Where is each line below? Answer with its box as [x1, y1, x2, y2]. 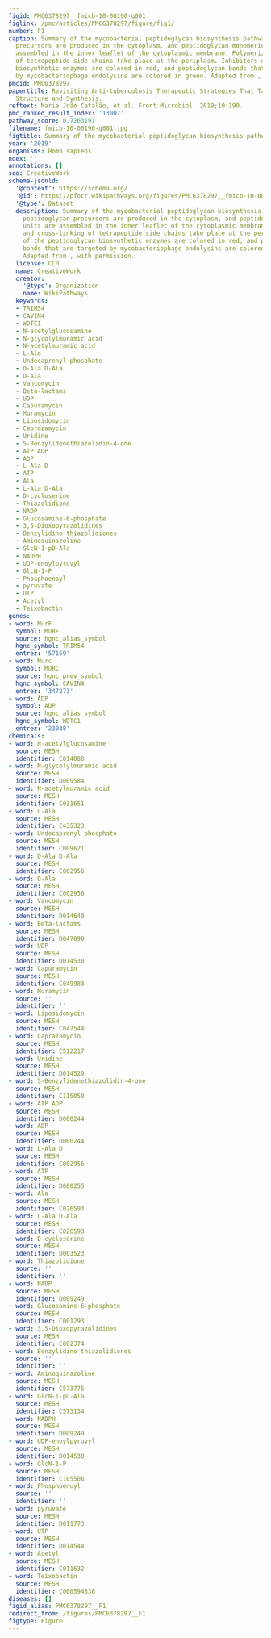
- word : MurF [8, 619, 52, 628]
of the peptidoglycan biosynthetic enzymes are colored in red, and [23, 237, 258, 245]
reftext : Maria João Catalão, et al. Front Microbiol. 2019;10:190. [8, 102, 244, 110]
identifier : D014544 [15, 1542, 85, 1550]
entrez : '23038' [15, 725, 70, 733]
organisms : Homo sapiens [8, 147, 92, 155]
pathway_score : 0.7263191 [8, 117, 95, 125]
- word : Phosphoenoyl [8, 1482, 81, 1490]
